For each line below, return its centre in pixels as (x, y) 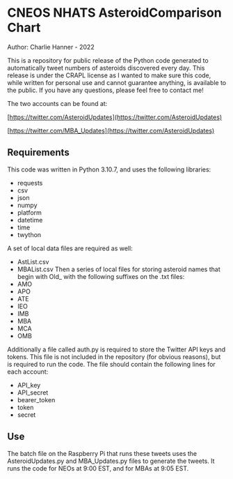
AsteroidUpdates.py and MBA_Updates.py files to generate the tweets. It (111, 461)
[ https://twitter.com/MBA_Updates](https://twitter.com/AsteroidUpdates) (111, 130)
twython (29, 234)
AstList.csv (33, 261)
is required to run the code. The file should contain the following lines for (111, 364)
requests (30, 183)
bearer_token (36, 400)
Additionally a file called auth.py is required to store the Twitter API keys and (116, 349)
